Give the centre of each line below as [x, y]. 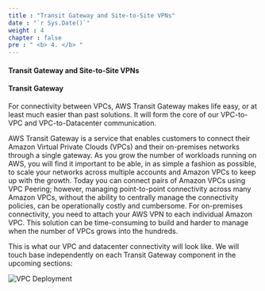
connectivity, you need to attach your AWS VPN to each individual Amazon [130, 214]
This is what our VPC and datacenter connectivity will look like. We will [124, 246]
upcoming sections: [40, 263]
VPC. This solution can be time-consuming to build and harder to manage [128, 222]
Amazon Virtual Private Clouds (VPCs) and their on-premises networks [124, 147]
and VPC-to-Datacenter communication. [90, 123]
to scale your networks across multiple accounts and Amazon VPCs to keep [132, 172]
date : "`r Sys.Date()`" [49, 23]
